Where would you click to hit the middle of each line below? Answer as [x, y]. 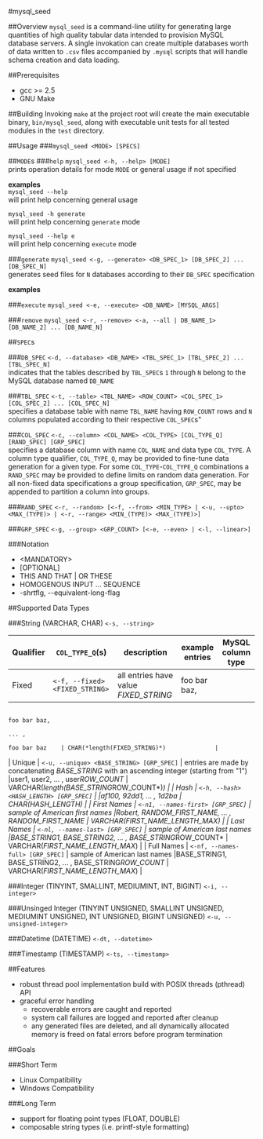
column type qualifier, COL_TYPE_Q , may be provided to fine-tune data [119, 458]
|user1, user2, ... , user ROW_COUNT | [68, 779]
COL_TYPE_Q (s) [81, 652]
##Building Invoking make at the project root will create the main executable [129, 114]
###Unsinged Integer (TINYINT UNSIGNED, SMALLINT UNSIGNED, [116, 908]
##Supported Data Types [49, 608]
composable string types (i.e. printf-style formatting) [104, 1127]
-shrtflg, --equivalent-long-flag [70, 593]
